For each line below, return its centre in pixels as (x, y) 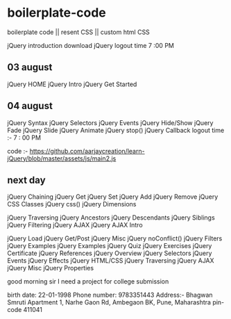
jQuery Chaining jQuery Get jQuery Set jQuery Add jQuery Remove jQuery (113, 197)
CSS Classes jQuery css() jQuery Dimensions (72, 204)
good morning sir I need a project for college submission (88, 281)
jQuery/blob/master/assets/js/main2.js (62, 158)
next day (27, 180)
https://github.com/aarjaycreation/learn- (87, 151)
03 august (30, 67)
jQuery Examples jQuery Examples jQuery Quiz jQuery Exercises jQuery (110, 246)
